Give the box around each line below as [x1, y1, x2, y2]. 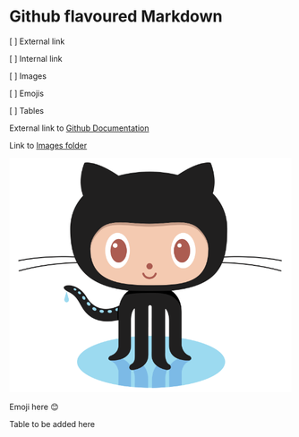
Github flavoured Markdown [9, 6, 223, 27]
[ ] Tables [9, 105, 45, 116]
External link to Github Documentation [9, 123, 149, 133]
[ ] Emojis [9, 88, 45, 99]
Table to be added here [9, 418, 96, 429]
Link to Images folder [9, 140, 88, 150]
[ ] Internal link [9, 53, 63, 64]
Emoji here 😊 [9, 401, 59, 412]
